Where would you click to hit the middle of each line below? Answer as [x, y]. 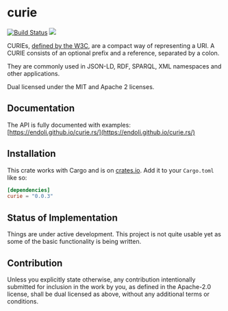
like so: [17, 177]
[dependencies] [29, 190]
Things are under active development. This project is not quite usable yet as [114, 234]
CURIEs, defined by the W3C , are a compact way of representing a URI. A [111, 45]
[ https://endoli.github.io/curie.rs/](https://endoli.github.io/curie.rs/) [101, 132]
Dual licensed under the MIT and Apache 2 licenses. [81, 86]
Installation [31, 154]
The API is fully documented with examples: [69, 125]
